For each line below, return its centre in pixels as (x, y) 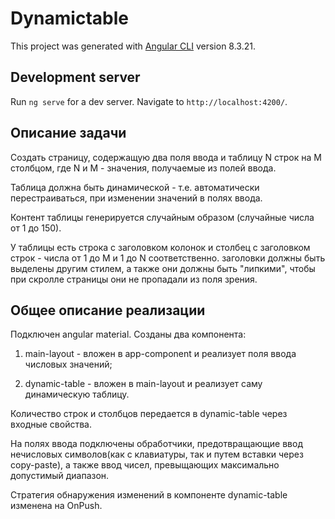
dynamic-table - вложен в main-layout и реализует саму (143, 384)
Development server (75, 77)
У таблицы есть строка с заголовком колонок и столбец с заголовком (160, 247)
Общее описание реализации (108, 310)
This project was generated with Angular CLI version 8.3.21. (133, 46)
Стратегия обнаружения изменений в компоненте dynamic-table (149, 495)
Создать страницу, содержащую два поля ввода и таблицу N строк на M (166, 157)
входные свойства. (51, 424)
